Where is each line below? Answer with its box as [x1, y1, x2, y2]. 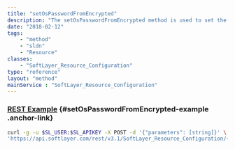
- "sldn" [20, 42, 45, 49]
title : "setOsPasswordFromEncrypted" [7, 10, 117, 17]
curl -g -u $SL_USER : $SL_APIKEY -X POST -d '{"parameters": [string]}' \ [7, 129, 227, 136]
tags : [7, 29, 23, 37]
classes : [7, 56, 33, 63]
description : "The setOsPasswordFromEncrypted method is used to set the [7, 17, 227, 24]
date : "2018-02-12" [7, 23, 64, 30]
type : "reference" [7, 68, 61, 75]
